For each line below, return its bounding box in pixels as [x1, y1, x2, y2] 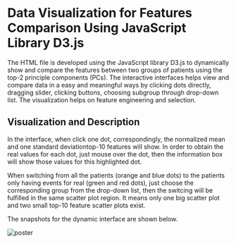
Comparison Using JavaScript [7, 20, 187, 36]
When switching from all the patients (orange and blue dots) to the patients [7, 171, 225, 179]
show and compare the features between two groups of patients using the [7, 66, 223, 74]
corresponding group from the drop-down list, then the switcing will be [7, 185, 213, 195]
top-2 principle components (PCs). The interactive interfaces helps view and [7, 73, 230, 82]
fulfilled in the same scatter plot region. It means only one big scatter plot [7, 193, 220, 202]
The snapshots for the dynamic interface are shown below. [7, 214, 178, 223]
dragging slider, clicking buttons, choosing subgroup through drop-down [7, 88, 219, 97]
